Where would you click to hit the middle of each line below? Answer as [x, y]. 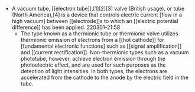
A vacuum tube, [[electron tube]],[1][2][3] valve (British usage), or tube [98, 9]
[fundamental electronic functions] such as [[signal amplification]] [101, 46]
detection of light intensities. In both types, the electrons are [94, 71]
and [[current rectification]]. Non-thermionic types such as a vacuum [105, 52]
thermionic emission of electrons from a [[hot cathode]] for [92, 40]
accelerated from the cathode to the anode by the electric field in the [105, 77]
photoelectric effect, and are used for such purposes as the [93, 65]
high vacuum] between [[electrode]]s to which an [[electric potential [95, 21]
